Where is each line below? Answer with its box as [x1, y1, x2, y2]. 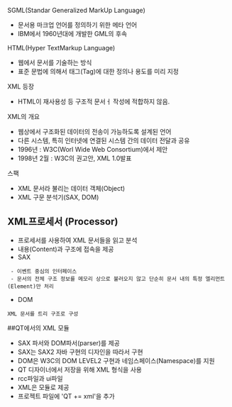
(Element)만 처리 [7, 283, 55, 290]
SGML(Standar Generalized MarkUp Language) [7, 6, 145, 14]
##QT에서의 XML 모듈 [7, 323, 70, 332]
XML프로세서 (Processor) [7, 216, 118, 228]
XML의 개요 [7, 113, 40, 121]
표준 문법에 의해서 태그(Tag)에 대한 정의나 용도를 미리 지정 [17, 67, 179, 75]
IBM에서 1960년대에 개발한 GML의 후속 [17, 30, 128, 38]
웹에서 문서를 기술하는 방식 [17, 58, 92, 67]
